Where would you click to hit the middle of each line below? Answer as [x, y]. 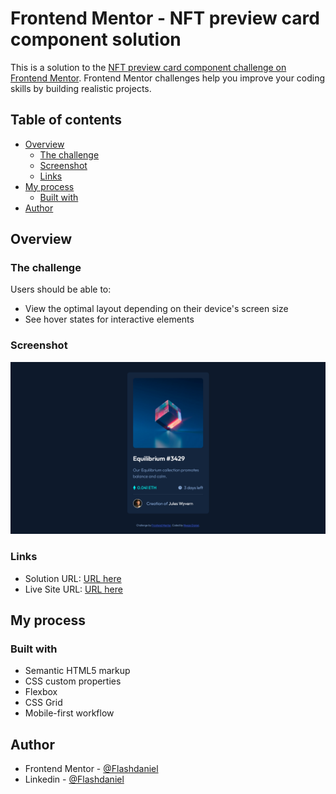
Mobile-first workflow [69, 713]
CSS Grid [43, 703]
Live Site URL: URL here [73, 589]
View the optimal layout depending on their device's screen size [156, 309]
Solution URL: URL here [73, 578]
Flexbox [41, 692]
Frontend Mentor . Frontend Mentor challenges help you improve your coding [168, 78]
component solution [96, 39]
